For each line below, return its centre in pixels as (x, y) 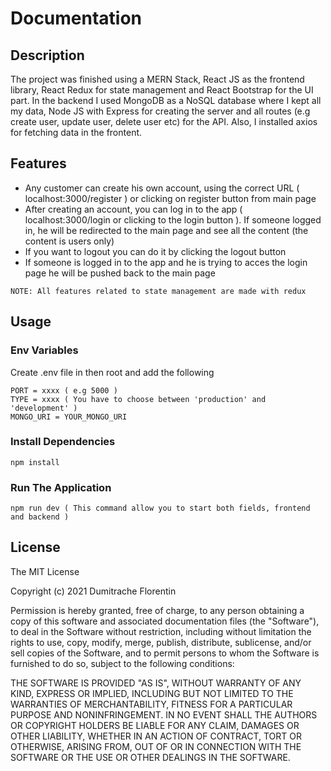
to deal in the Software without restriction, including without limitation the (161, 631)
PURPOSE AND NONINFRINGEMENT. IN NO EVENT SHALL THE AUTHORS (164, 714)
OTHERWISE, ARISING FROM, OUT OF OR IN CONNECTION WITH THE (156, 746)
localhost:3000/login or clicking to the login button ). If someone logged (173, 219)
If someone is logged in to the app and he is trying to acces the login (166, 262)
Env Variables (44, 350)
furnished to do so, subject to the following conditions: (122, 663)
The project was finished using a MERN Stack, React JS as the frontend (157, 79)
